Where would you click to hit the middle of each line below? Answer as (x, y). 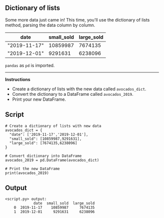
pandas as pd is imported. (30, 65)
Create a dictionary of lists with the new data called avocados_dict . (79, 89)
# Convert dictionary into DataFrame (43, 156)
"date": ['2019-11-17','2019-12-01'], (49, 134)
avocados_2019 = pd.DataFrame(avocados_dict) (52, 160)
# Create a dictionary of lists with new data (53, 126)
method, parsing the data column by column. (50, 25)
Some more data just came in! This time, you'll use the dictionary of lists (77, 20)
